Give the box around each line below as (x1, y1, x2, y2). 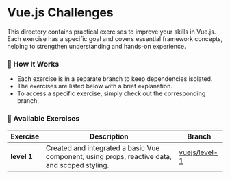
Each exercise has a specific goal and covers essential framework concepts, (7, 34, 223, 43)
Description (89, 132, 129, 141)
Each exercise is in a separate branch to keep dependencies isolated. (16, 75, 213, 83)
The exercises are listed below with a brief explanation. (16, 82, 173, 91)
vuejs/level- (179, 147, 218, 157)
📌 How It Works (7, 59, 60, 69)
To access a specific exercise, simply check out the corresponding (16, 89, 206, 97)
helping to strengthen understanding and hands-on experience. (7, 42, 186, 50)
